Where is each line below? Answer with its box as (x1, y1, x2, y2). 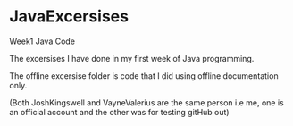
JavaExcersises (9, 6, 130, 27)
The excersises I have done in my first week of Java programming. (9, 53, 255, 63)
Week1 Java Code (9, 36, 76, 46)
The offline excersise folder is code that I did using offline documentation (9, 70, 279, 81)
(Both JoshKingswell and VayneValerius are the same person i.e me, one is (9, 97, 284, 108)
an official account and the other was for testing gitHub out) (9, 106, 230, 117)
